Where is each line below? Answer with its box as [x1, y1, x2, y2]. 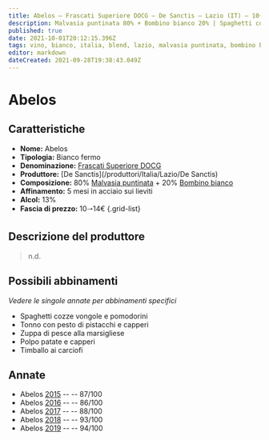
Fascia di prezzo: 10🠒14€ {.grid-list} [19, 203, 142, 213]
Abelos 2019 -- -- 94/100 [19, 423, 103, 433]
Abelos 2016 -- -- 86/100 [19, 398, 103, 408]
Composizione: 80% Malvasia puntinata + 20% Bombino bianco [19, 178, 234, 187]
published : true [8, 26, 62, 34]
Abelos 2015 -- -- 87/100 [19, 390, 102, 399]
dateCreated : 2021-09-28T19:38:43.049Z [8, 57, 142, 65]
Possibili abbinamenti [8, 274, 118, 288]
